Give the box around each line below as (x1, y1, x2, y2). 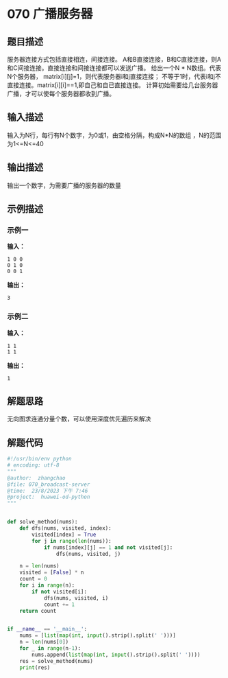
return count (19, 607, 57, 614)
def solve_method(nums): (7, 519, 78, 526)
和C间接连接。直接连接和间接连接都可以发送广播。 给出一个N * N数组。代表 (7, 64, 222, 72)
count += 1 (43, 601, 75, 608)
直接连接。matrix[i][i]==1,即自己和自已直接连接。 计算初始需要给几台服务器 (7, 81, 218, 89)
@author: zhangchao (7, 474, 66, 481)
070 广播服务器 (7, 6, 93, 22)
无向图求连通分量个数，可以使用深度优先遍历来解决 (7, 414, 151, 423)
